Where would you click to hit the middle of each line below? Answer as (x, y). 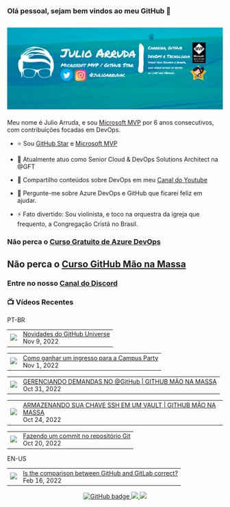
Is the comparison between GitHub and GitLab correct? (100, 473)
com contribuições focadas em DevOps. (64, 130)
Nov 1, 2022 (41, 365)
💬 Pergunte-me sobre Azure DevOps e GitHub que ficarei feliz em (110, 193)
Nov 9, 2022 (41, 341)
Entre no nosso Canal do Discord (62, 284)
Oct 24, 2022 (42, 420)
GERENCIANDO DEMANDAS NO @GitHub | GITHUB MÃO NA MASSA (120, 381)
